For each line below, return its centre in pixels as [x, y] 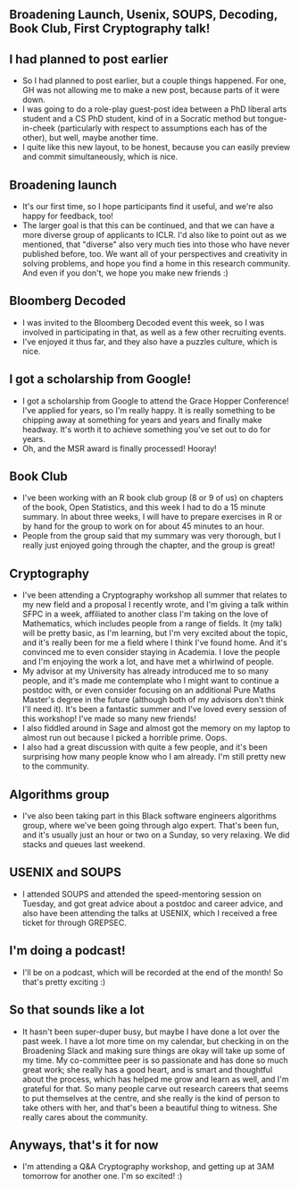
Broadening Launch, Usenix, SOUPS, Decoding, [144, 15]
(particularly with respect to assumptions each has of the [162, 128]
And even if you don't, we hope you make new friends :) [125, 273]
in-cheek [39, 128]
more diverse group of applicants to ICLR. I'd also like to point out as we [154, 235]
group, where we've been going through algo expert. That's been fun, [150, 826]
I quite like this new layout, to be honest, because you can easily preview [156, 148]
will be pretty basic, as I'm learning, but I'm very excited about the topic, [155, 633]
